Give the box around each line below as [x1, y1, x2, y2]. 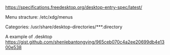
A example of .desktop [5, 34, 53, 39]
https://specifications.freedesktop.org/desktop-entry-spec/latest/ [5, 5, 143, 10]
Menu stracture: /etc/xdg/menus [5, 14, 73, 20]
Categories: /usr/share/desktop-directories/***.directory [5, 24, 122, 30]
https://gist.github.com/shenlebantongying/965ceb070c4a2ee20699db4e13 [5, 39, 165, 45]
